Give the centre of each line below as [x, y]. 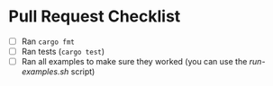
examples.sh [45, 72]
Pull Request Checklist [95, 17]
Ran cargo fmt [48, 41]
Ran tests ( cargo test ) [63, 52]
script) [83, 72]
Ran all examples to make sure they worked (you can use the [134, 62]
